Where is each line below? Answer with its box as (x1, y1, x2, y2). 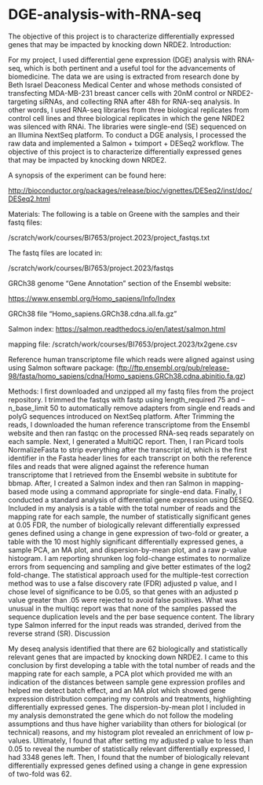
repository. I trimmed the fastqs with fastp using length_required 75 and (8, 394, 240, 404)
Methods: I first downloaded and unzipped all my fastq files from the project (8, 387, 254, 396)
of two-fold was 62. (8, 768, 72, 779)
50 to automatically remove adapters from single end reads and (49, 403, 255, 413)
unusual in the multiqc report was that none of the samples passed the (8, 603, 237, 613)
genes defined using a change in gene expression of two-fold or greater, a (8, 528, 249, 537)
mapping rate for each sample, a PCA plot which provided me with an (8, 669, 233, 678)
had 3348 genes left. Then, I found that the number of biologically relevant (8, 752, 250, 761)
